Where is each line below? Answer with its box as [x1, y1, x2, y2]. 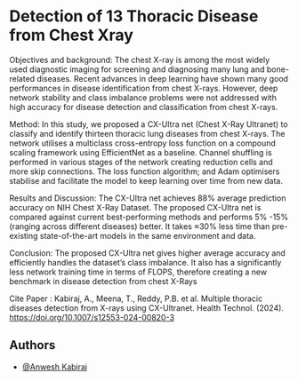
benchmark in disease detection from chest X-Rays [9, 275, 197, 286]
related [9, 73, 36, 83]
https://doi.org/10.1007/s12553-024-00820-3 [9, 312, 175, 322]
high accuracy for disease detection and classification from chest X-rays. [9, 101, 278, 112]
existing [9, 230, 38, 241]
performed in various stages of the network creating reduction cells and [9, 156, 273, 167]
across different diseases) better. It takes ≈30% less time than [42, 220, 270, 232]
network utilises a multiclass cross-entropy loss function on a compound [9, 138, 276, 148]
